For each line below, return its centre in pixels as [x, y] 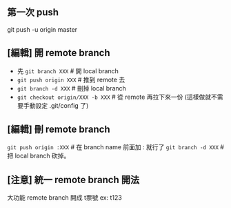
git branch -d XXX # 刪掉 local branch [71, 88]
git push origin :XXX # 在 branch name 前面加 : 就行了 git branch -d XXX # [115, 147]
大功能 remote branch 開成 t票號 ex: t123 [64, 198]
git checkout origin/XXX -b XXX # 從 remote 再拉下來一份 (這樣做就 [114, 97]
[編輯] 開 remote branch [59, 53]
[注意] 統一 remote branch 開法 [73, 179]
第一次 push [33, 12]
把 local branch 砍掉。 [39, 156]
